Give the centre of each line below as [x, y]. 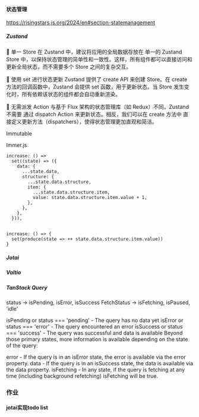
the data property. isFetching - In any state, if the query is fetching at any [96, 369]
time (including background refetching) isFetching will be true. [82, 376]
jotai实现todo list [27, 407]
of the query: [22, 345]
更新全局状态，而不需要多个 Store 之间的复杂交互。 [69, 67]
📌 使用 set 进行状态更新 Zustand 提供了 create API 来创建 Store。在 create [97, 80]
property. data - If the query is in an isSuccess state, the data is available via [100, 363]
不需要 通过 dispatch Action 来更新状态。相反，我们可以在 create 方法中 [94, 114]
